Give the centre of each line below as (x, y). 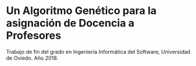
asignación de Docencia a (70, 23)
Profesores (34, 36)
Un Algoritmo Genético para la (82, 11)
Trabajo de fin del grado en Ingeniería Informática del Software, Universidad (98, 51)
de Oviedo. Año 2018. (32, 58)
